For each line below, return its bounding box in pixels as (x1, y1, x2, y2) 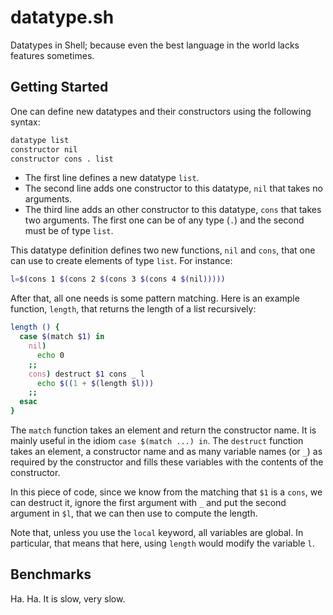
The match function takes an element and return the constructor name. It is (10, 424, 317, 436)
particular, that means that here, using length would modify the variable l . (10, 537, 315, 549)
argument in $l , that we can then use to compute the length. (10, 507, 258, 519)
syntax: (10, 116, 41, 128)
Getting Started (10, 79, 109, 96)
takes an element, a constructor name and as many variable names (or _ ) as (10, 446, 323, 457)
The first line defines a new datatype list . (24, 172, 200, 184)
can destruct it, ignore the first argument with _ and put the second (10, 497, 287, 508)
